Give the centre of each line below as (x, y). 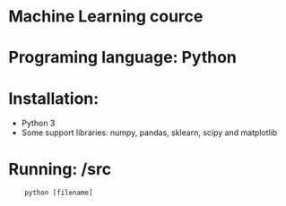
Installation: (54, 98)
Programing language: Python (122, 58)
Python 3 (38, 124)
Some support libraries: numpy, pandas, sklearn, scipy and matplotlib (149, 133)
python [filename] (59, 193)
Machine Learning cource (106, 17)
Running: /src (60, 169)
